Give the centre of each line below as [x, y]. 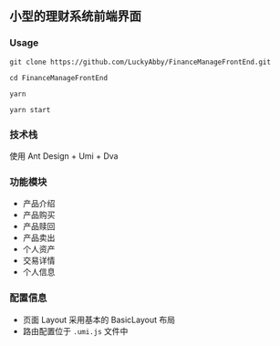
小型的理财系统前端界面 [75, 16]
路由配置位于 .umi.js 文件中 [75, 330]
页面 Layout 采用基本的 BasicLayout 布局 [99, 320]
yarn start [30, 110]
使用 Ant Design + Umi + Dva [64, 156]
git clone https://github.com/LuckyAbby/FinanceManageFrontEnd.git [140, 62]
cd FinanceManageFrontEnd [58, 78]
